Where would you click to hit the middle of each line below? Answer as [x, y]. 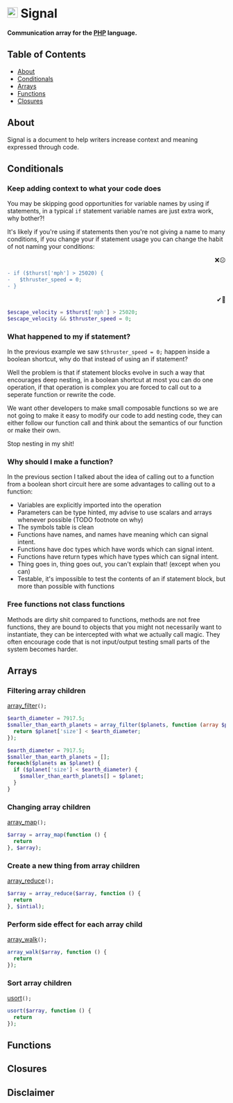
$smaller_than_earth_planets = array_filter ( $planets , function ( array [113, 725]
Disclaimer [31, 1092]
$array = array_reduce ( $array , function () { [74, 894]
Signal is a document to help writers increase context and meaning [103, 139]
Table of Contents [47, 55]
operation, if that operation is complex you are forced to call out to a [104, 387]
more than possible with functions [66, 587]
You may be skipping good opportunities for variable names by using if [108, 204]
